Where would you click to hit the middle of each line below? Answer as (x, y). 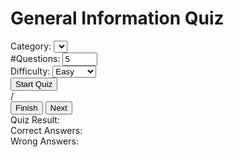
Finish (26, 107)
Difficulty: (30, 71)
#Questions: (35, 58)
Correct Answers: (46, 130)
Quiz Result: (35, 119)
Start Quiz (34, 83)
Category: (31, 46)
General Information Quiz (117, 18)
